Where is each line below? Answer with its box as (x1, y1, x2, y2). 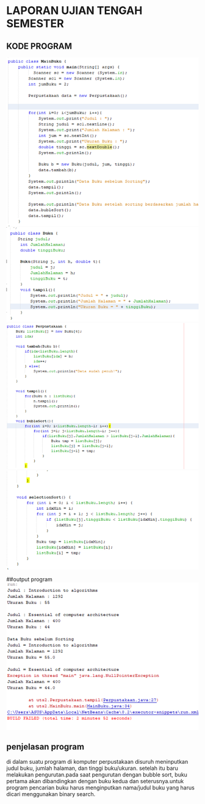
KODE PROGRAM (6, 41, 72, 51)
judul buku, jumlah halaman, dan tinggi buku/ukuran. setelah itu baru (6, 764, 179, 772)
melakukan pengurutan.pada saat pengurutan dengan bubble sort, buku (6, 770, 188, 778)
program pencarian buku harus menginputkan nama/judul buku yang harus (6, 784, 195, 791)
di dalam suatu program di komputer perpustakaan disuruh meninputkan (6, 758, 189, 765)
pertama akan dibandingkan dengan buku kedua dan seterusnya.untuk (6, 777, 184, 784)
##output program (6, 575, 53, 583)
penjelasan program (6, 742, 84, 752)
